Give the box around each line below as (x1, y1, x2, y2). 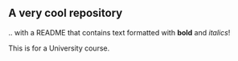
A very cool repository (8, 6, 123, 20)
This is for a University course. (8, 43, 110, 53)
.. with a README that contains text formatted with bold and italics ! (8, 27, 231, 37)
